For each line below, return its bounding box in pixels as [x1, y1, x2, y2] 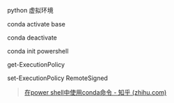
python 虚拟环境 [7, 6, 54, 14]
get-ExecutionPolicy [7, 61, 65, 68]
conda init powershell [7, 47, 69, 55]
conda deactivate [7, 33, 58, 42]
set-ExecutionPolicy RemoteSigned [7, 74, 108, 82]
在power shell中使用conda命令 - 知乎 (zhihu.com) [24, 88, 167, 96]
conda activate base [7, 20, 66, 28]
